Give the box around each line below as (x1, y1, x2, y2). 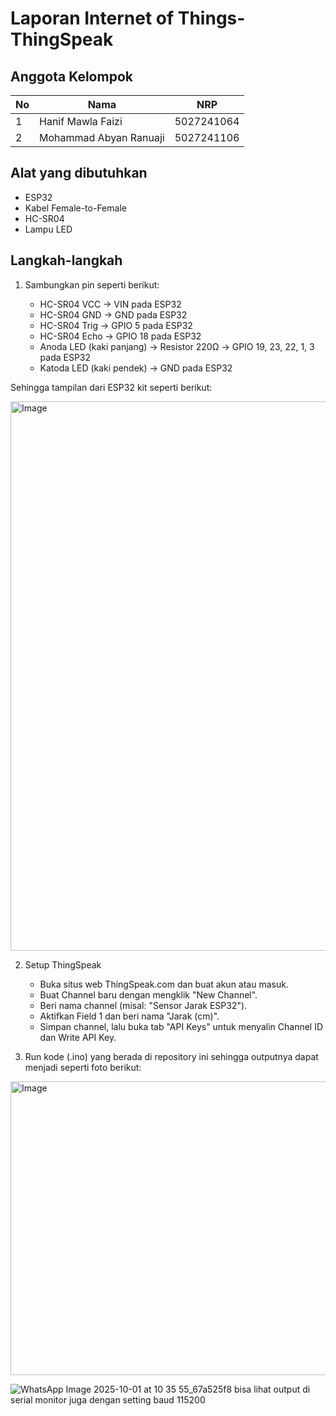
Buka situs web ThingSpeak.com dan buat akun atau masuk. (39, 978, 289, 990)
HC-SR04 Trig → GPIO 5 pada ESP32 (39, 319, 193, 331)
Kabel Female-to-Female (24, 202, 127, 214)
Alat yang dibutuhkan (10, 165, 148, 182)
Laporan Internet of (10, 7, 175, 30)
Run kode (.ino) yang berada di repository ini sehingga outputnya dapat (24, 1050, 319, 1062)
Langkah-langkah (10, 252, 123, 269)
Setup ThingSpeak (24, 958, 102, 971)
